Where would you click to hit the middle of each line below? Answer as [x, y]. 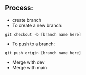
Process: [19, 8]
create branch [27, 20]
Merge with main [30, 67]
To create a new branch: [37, 25]
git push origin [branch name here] [43, 53]
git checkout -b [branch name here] [43, 34]
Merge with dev [28, 62]
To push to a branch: [34, 44]
